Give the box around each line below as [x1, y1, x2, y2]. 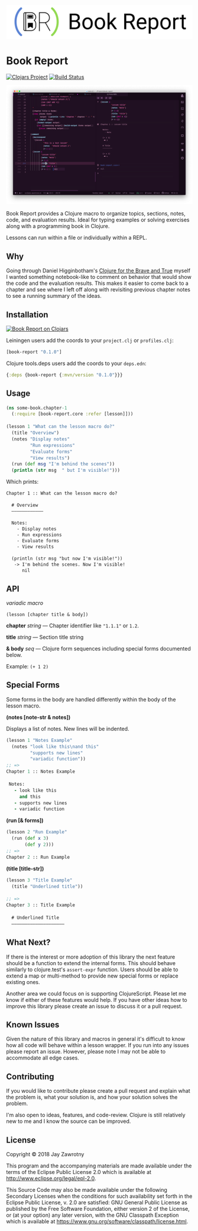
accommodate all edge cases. [6, 1054, 80, 1061]
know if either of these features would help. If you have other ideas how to [6, 996, 187, 1003]
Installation [6, 309, 48, 319]
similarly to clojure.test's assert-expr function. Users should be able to [6, 966, 178, 973]
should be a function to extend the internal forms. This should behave [6, 959, 176, 966]
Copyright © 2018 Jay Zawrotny [6, 1150, 85, 1157]
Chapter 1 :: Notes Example [6, 769, 76, 775]
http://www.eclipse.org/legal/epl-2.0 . [6, 1175, 96, 1182]
